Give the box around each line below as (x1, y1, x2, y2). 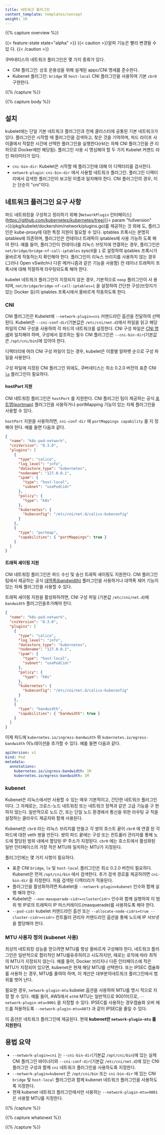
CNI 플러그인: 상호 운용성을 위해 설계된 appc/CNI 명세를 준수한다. (12, 67, 139, 73)
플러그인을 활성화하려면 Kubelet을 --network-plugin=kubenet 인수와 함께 (12, 883, 155, 889)
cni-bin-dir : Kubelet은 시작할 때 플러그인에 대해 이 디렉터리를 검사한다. (12, 163, 152, 169)
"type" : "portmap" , (18, 530, 58, 535)
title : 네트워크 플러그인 (5, 7, 50, 12)
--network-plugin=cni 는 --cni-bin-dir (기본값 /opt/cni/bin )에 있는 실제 (12, 1052, 157, 1058)
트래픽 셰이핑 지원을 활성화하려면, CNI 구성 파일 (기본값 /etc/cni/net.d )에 (5, 594, 149, 600)
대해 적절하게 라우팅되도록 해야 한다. (18, 266, 88, 272)
